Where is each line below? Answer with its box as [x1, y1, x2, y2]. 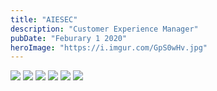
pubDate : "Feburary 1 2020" [10, 33, 128, 43]
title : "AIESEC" [10, 14, 78, 25]
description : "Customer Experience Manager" [10, 24, 199, 34]
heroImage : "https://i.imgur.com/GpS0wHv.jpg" [10, 42, 208, 53]
